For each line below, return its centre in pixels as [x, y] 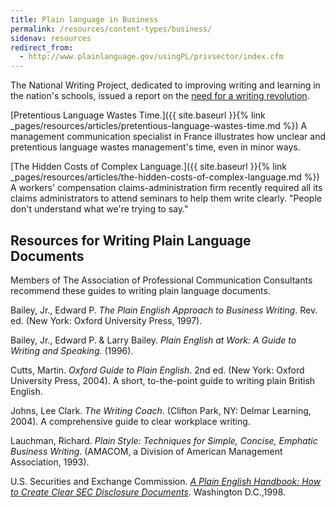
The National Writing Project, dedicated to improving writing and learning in [165, 85]
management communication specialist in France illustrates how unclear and [168, 137]
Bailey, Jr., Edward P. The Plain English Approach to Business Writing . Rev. [164, 310]
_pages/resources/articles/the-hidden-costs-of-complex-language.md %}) [165, 177]
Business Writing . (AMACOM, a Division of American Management [146, 451]
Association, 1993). [50, 462]
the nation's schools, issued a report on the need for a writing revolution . [160, 96]
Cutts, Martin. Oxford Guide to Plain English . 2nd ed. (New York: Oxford [157, 370]
